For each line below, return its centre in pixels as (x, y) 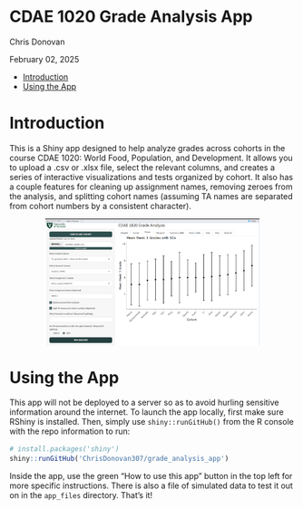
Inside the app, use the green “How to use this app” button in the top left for (151, 476)
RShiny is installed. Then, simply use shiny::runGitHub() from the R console (152, 422)
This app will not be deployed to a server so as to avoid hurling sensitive (144, 403)
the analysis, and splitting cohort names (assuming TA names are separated (151, 196)
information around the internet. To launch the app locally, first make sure (147, 412)
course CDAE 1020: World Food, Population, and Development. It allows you (151, 158)
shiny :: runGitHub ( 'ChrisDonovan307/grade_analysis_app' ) (119, 459)
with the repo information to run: (70, 431)
